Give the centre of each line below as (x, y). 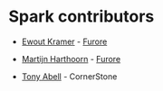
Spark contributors (81, 17)
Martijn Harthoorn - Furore (71, 59)
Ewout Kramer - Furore (64, 41)
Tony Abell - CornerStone (69, 76)
